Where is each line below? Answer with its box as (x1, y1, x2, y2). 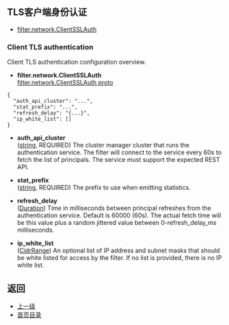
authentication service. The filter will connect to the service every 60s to (16, 148, 222, 156)
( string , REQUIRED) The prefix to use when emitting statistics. (16, 184, 191, 192)
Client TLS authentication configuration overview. (7, 58, 146, 67)
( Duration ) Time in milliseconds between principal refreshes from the (16, 204, 212, 213)
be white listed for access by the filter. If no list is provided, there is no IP (16, 254, 222, 262)
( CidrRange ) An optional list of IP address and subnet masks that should (16, 246, 220, 255)
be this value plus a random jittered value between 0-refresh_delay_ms (16, 219, 217, 227)
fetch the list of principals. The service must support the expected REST (16, 156, 221, 164)
